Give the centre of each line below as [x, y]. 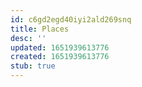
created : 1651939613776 [60, 57]
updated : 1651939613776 [60, 47]
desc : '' [28, 38]
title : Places [40, 29]
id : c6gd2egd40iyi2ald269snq [71, 19]
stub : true [33, 66]
